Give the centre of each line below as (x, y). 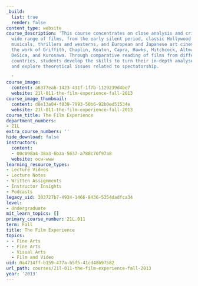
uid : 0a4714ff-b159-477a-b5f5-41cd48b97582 (60, 263)
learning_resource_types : (38, 164)
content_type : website (34, 28)
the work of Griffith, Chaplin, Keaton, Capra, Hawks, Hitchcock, (95, 50)
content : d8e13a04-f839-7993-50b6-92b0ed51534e (71, 104)
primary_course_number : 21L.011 (46, 219)
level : (14, 203)
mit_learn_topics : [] (33, 214)
